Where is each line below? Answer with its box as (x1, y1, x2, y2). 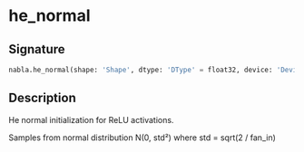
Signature (8, 42, 65, 57)
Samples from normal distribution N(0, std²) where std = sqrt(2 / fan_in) (8, 132, 276, 143)
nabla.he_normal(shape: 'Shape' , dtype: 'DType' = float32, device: (8, 65, 273, 74)
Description (8, 90, 76, 106)
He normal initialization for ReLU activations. (8, 114, 174, 125)
